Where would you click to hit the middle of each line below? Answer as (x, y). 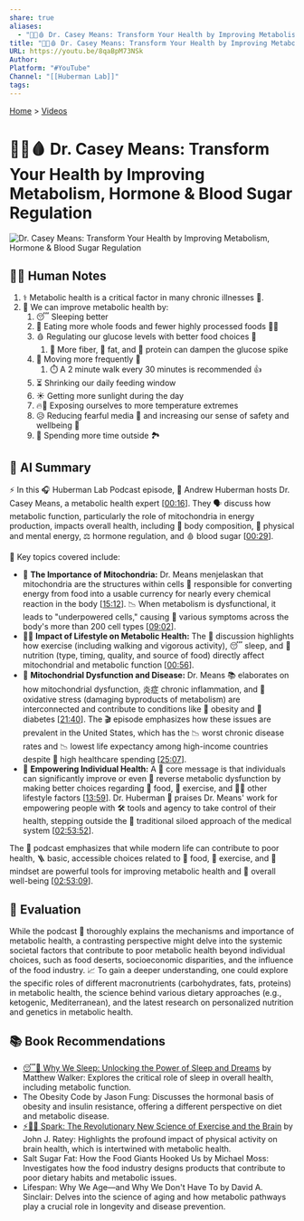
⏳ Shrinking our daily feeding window (106, 383)
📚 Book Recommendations (87, 1041)
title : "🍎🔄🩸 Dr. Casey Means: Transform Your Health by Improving (138, 43)
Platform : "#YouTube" (50, 69)
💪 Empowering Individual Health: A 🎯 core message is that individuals (154, 769)
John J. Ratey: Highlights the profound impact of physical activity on (150, 1139)
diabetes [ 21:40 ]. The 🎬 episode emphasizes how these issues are (147, 719)
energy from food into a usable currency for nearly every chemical (147, 594)
